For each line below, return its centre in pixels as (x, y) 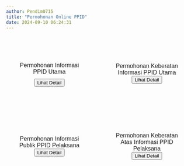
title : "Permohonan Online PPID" (47, 17)
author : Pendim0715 (30, 11)
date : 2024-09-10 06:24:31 (39, 22)
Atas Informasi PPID (147, 142)
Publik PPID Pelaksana (50, 146)
